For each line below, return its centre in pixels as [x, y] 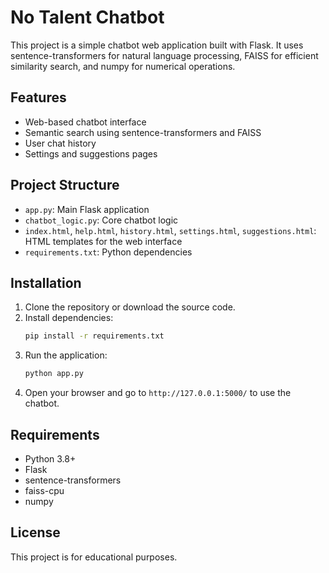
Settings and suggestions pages [91, 153]
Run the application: [66, 355]
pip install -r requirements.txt [94, 336]
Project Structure [65, 185]
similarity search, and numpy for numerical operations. [123, 66]
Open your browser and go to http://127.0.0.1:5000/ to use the [158, 393]
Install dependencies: [69, 318]
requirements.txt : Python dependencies [108, 252]
